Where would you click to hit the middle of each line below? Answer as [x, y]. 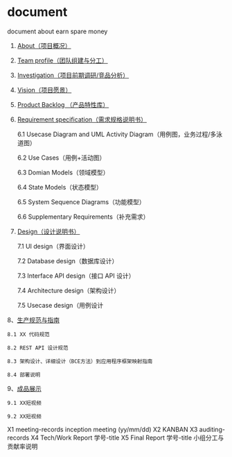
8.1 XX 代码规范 [28, 334]
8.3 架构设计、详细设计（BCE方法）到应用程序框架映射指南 [80, 361]
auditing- [212, 429]
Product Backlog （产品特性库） [63, 104]
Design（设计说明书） [48, 231]
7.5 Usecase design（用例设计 [60, 305]
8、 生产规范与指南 [34, 319]
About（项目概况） [44, 45]
